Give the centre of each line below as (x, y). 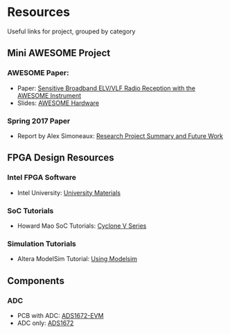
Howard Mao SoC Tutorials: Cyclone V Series (82, 226)
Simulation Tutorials (42, 244)
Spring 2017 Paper (39, 121)
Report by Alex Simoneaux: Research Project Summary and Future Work (120, 135)
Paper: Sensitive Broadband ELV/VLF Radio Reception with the (106, 88)
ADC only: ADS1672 (45, 323)
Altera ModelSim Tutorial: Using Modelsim (77, 259)
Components (36, 281)
